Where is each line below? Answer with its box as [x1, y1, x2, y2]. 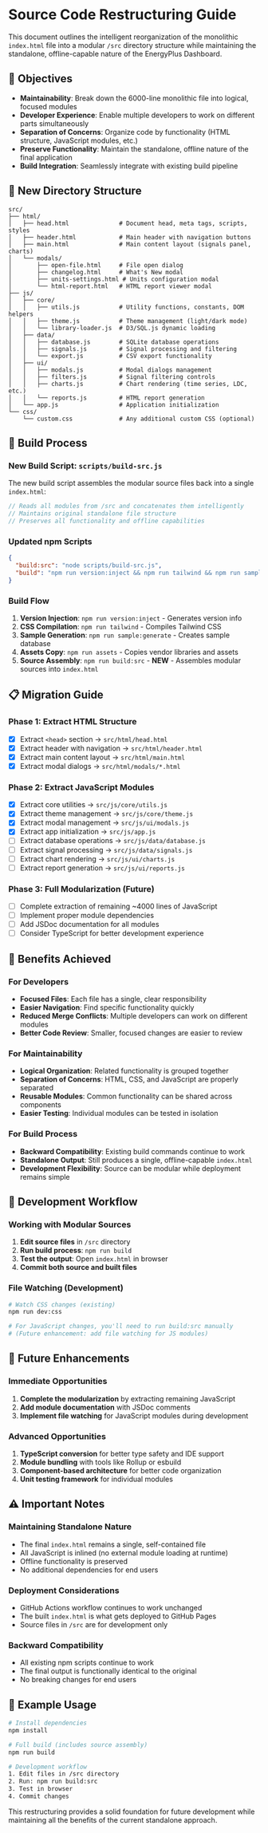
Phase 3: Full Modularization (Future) [8, 883, 155, 894]
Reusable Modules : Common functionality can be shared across [19, 1091, 233, 1102]
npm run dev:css [8, 1308, 62, 1316]
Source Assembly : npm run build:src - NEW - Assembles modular [19, 656, 242, 665]
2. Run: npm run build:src [8, 1777, 98, 1786]
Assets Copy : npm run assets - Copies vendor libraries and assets [19, 647, 239, 656]
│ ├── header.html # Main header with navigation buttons [8, 233, 251, 241]
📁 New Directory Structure [8, 184, 142, 198]
